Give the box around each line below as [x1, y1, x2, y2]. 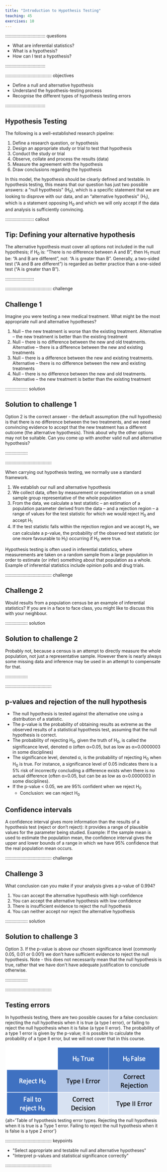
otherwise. [5, 967, 27, 973]
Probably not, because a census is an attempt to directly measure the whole [5, 648, 161, 654]
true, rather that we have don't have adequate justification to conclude [5, 962, 150, 968]
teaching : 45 [5, 13, 32, 18]
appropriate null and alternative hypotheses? [5, 319, 97, 324]
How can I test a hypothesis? [12, 53, 72, 59]
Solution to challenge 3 [5, 933, 78, 941]
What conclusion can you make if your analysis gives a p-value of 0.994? [5, 883, 156, 889]
